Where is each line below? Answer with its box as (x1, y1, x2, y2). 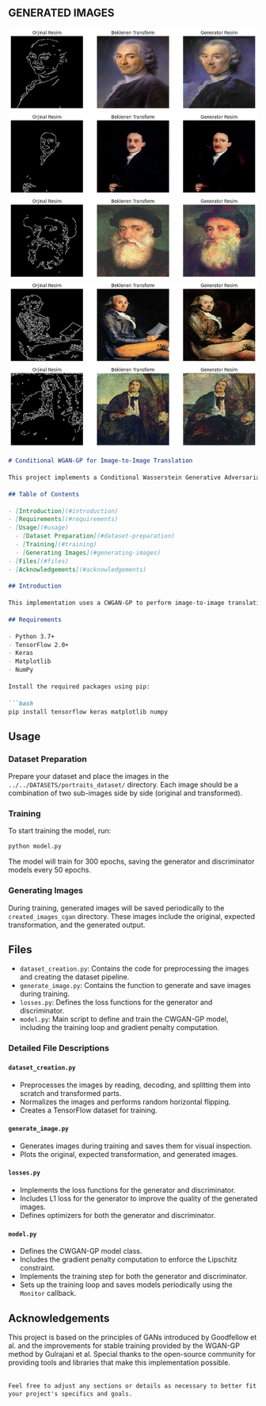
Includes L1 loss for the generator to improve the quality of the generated (19, 1193, 258, 1203)
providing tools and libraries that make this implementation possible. (8, 1358, 231, 1367)
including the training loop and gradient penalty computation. (19, 1023, 220, 1032)
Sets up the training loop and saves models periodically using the (19, 1280, 234, 1289)
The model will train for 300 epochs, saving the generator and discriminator (8, 856, 255, 867)
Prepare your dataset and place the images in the (8, 772, 169, 781)
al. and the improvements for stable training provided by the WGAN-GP (8, 1341, 240, 1350)
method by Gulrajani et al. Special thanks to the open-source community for (8, 1350, 256, 1358)
